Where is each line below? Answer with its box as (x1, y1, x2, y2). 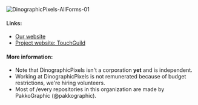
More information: (6, 53, 53, 60)
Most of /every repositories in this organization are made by (15, 86, 165, 93)
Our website (15, 33, 46, 40)
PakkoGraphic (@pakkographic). (15, 92, 97, 100)
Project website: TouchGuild (15, 39, 86, 46)
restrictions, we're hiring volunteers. (15, 79, 105, 87)
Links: (6, 19, 22, 27)
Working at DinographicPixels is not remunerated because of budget (15, 73, 186, 80)
